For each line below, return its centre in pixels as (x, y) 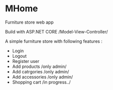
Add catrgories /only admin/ (41, 71)
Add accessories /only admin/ (42, 77)
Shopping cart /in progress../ (42, 82)
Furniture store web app (29, 22)
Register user (26, 61)
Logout (19, 56)
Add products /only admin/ (39, 66)
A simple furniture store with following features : (54, 41)
